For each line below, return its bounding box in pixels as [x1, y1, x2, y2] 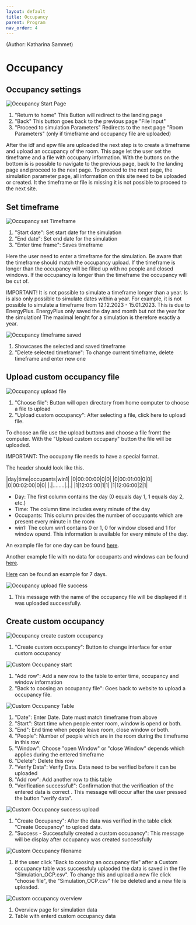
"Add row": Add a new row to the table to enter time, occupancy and [14, 672, 179, 679]
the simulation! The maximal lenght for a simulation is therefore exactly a [6, 314, 180, 321]
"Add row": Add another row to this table [14, 776, 113, 783]
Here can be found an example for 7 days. [6, 570, 107, 577]
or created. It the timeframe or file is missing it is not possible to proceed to [6, 179, 187, 186]
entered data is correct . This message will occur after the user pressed [14, 788, 187, 795]
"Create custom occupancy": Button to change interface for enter [14, 643, 172, 650]
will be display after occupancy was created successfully [14, 835, 152, 843]
